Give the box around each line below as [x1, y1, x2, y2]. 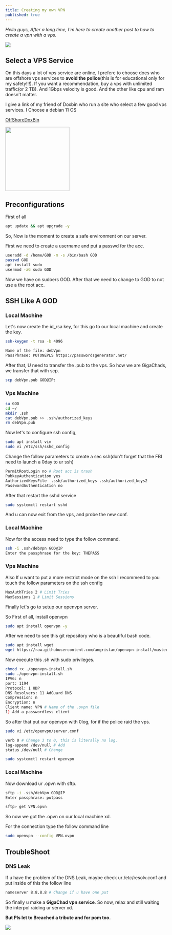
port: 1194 [5, 681, 29, 686]
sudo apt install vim [5, 439, 52, 444]
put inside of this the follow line [5, 880, 72, 886]
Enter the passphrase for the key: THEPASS [5, 550, 100, 556]
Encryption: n [5, 700, 36, 705]
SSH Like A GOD [5, 296, 58, 305]
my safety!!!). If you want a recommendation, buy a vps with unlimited [5, 80, 153, 87]
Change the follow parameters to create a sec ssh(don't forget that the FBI [5, 454, 162, 460]
